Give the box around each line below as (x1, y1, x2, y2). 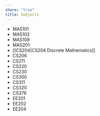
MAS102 (12, 31, 30, 37)
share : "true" (5, 7, 35, 13)
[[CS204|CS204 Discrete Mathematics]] (12, 47, 95, 53)
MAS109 (12, 36, 30, 43)
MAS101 (12, 26, 29, 32)
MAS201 (12, 42, 30, 48)
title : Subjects (5, 12, 39, 17)
